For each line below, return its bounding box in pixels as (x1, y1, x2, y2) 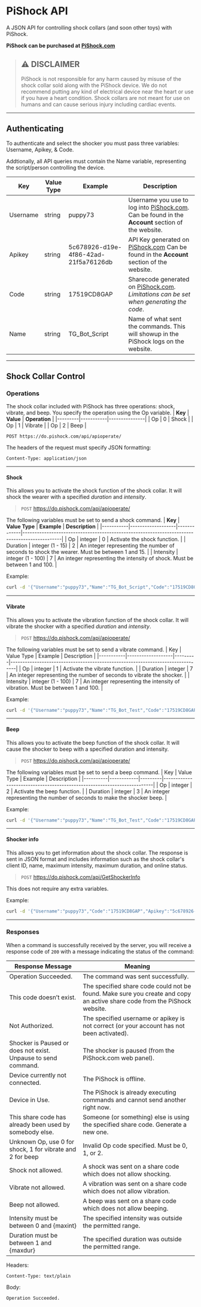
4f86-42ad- (68, 250, 105, 259)
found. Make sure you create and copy (83, 989, 191, 997)
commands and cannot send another (83, 1096, 187, 1104)
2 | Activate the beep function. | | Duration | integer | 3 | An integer (6, 787, 170, 794)
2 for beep (9, 1153, 39, 1161)
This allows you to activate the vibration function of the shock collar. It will (6, 616, 189, 623)
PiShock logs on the (128, 337, 184, 345)
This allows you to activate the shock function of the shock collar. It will (6, 487, 182, 495)
